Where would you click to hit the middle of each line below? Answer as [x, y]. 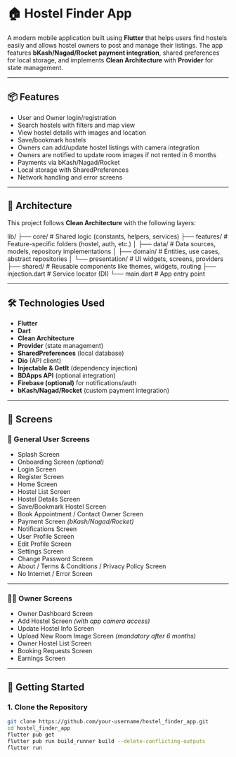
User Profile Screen [46, 537]
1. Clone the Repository [47, 707]
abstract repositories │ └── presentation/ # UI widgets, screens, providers [115, 259]
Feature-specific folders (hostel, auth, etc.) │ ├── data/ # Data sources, [112, 243]
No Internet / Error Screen [55, 574]
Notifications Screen [47, 529]
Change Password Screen [55, 559]
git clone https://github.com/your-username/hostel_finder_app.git [108, 722]
